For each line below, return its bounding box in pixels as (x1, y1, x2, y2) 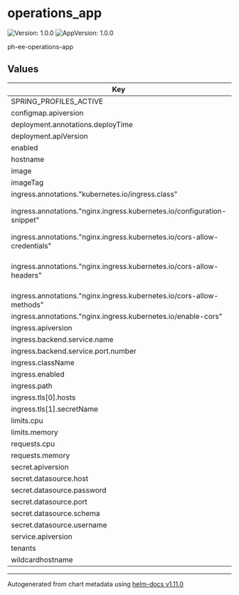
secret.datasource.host (11, 473, 89, 483)
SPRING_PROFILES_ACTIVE (11, 96, 104, 106)
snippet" (11, 215, 40, 225)
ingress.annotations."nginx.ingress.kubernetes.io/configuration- (11, 205, 227, 215)
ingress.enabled (11, 369, 65, 379)
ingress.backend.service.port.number (11, 346, 137, 356)
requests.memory (11, 450, 70, 460)
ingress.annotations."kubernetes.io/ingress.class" (11, 189, 178, 199)
